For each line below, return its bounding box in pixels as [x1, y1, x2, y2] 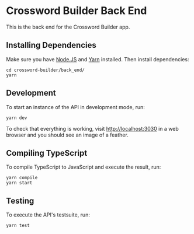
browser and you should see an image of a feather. [6, 131, 129, 138]
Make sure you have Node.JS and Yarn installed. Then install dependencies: [6, 55, 189, 62]
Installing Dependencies [6, 40, 96, 50]
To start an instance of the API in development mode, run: [6, 103, 145, 110]
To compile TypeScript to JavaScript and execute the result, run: [6, 163, 161, 170]
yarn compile [6, 175, 38, 181]
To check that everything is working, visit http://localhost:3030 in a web [6, 125, 179, 132]
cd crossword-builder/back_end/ [6, 67, 85, 73]
